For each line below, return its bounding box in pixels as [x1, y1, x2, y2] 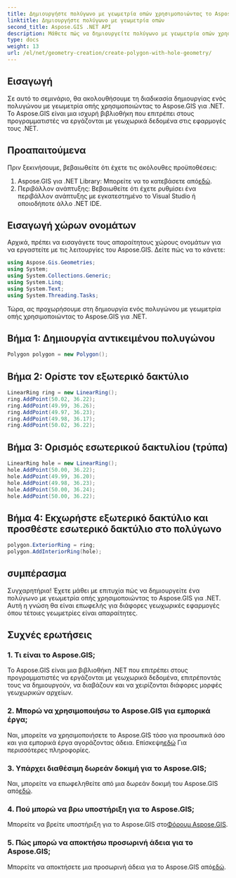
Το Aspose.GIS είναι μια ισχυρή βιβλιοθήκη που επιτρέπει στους [7, 109, 195, 117]
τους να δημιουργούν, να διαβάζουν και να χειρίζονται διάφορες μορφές [7, 681, 223, 690]
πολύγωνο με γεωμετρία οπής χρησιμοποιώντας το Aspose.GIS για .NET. [7, 593, 221, 602]
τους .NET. [7, 124, 39, 132]
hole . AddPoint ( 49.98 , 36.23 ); [7, 479, 96, 486]
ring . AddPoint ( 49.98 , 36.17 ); [7, 415, 96, 422]
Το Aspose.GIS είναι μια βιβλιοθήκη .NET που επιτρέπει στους [7, 666, 188, 675]
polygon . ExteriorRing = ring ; [7, 542, 96, 549]
